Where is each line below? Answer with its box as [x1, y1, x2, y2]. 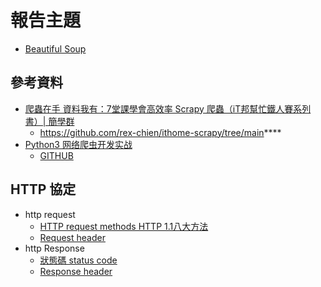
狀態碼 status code [39, 254, 118, 266]
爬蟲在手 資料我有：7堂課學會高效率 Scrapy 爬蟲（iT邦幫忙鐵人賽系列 [24, 102, 312, 115]
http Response [24, 242, 85, 254]
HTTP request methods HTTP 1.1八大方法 [39, 220, 209, 232]
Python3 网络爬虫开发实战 [24, 138, 133, 150]
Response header [39, 265, 113, 277]
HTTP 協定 [10, 181, 77, 198]
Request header [39, 231, 106, 243]
